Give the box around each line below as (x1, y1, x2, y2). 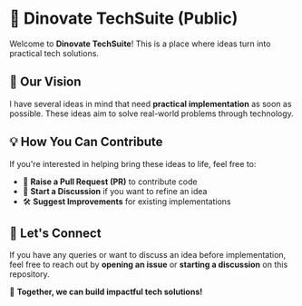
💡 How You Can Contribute (9, 134, 163, 150)
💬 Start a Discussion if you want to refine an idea (22, 185, 208, 196)
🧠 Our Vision (9, 74, 82, 90)
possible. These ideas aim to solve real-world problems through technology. (9, 108, 295, 119)
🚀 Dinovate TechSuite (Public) (9, 8, 239, 29)
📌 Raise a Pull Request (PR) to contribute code (22, 176, 198, 187)
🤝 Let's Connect (9, 225, 102, 241)
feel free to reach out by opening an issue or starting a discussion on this (9, 259, 288, 271)
